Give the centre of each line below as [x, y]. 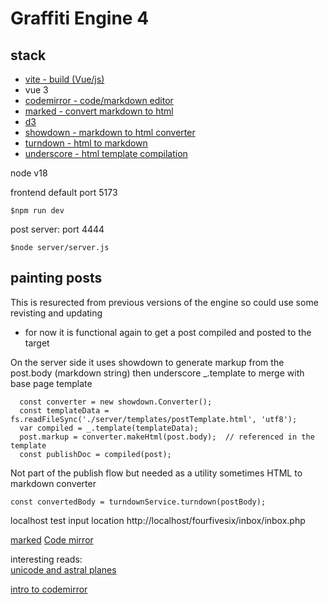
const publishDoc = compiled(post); [95, 454]
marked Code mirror [52, 539]
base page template [51, 383]
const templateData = [64, 410]
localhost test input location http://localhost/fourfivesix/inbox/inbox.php [158, 520]
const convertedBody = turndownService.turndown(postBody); [138, 502]
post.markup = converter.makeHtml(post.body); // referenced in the [167, 437]
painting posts [56, 278]
